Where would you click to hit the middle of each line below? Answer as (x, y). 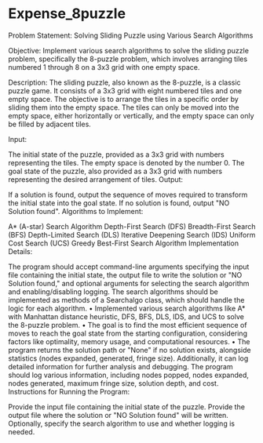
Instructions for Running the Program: (69, 391)
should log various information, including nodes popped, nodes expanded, (129, 375)
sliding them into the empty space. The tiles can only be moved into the (124, 107)
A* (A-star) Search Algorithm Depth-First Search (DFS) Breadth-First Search (132, 226)
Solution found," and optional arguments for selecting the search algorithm (129, 283)
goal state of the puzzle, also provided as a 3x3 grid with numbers (115, 171)
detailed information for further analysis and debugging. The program (121, 366)
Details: (20, 251)
